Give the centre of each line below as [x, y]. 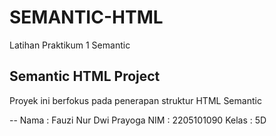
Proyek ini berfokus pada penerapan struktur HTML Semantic [135, 100]
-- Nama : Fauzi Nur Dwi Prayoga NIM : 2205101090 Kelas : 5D [138, 120]
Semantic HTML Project [85, 76]
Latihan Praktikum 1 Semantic [70, 45]
